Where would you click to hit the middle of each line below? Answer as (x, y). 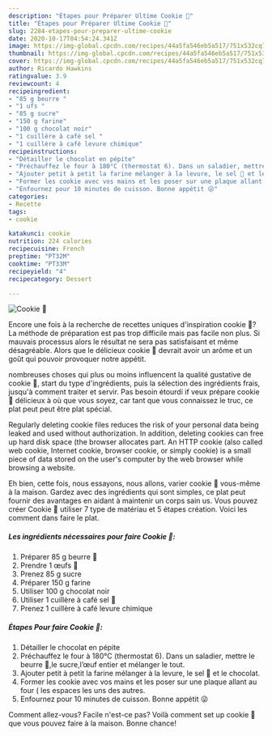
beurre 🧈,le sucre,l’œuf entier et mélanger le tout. (102, 665)
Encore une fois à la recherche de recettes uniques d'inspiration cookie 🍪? (132, 325)
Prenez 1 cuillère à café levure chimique (86, 609)
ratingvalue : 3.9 (38, 76)
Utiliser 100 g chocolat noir (65, 591)
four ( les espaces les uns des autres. (83, 691)
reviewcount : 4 (34, 83)
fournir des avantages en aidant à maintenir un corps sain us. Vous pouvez (133, 501)
